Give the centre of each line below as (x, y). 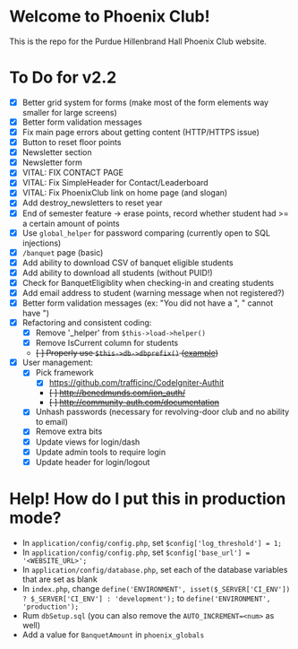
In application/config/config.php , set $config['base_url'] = (136, 552)
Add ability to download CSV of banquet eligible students (128, 263)
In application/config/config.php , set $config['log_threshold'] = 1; (152, 542)
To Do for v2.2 (63, 78)
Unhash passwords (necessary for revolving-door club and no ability (162, 412)
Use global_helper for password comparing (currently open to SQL (146, 233)
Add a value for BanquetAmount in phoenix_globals (113, 635)
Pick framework (64, 373)
